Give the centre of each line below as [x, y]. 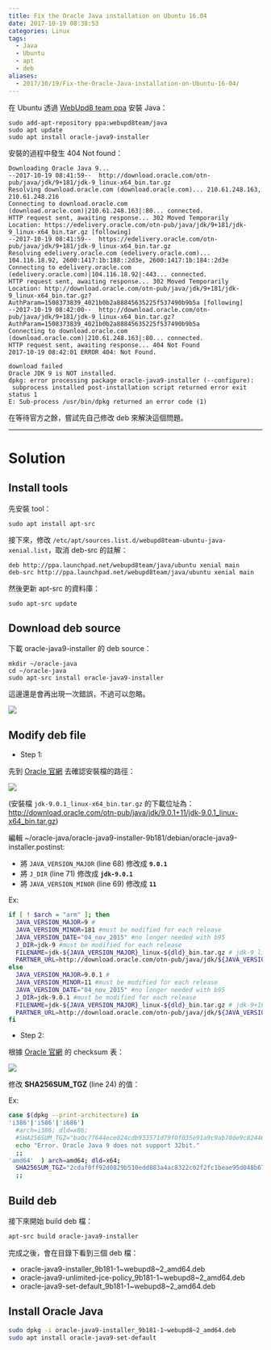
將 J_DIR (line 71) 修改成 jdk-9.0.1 [76, 874]
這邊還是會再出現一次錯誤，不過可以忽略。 [79, 694]
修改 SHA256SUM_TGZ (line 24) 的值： [74, 1084]
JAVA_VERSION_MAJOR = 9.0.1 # [63, 975]
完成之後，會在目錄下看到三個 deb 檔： [73, 1252]
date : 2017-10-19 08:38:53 [54, 23]
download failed [35, 366]
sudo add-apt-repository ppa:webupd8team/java [88, 123]
